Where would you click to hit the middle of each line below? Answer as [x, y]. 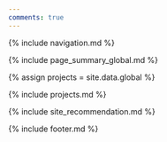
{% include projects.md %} [57, 94]
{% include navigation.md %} [62, 43]
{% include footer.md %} [53, 129]
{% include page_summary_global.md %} [83, 59]
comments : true [36, 17]
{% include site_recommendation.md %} [82, 111]
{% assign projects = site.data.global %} [82, 77]
